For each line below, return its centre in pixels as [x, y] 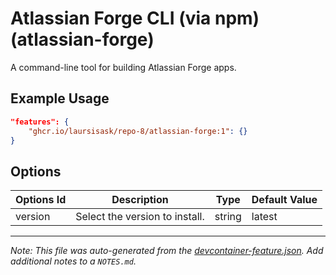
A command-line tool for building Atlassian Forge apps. [123, 67]
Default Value [284, 200]
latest [264, 217]
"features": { [40, 122]
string [228, 217]
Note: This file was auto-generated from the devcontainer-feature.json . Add [167, 251]
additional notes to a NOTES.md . [73, 261]
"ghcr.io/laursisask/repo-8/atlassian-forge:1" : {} [138, 131]
